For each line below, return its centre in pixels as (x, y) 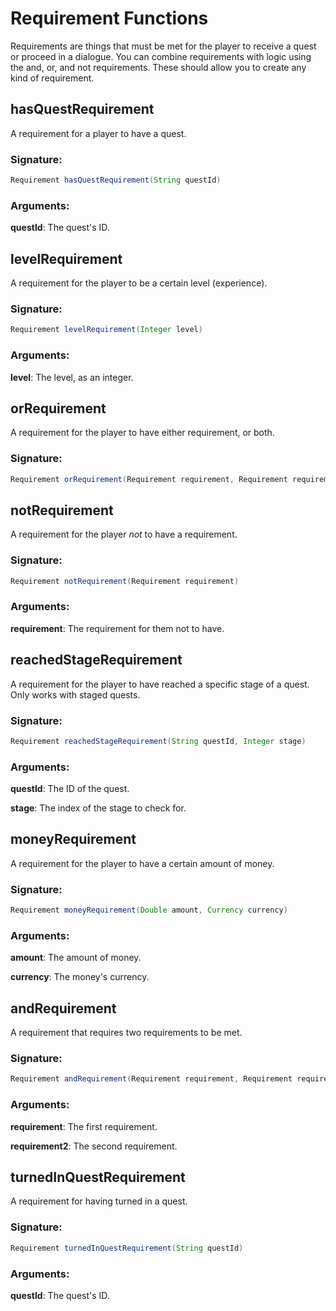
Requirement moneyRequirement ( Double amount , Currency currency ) (149, 910)
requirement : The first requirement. (84, 1126)
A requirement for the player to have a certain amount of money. (142, 863)
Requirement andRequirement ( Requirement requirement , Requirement (151, 1079)
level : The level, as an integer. (72, 377)
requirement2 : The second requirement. (94, 1146)
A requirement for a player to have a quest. (98, 133)
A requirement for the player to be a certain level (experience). (139, 283)
